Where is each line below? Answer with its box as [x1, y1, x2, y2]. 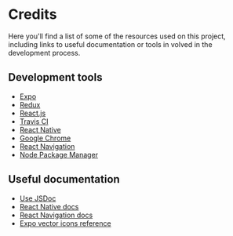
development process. [8, 48, 81, 57]
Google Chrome [19, 133, 71, 143]
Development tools [8, 71, 103, 84]
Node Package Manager [19, 150, 99, 159]
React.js [19, 108, 46, 118]
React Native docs [19, 202, 79, 211]
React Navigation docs [19, 210, 93, 220]
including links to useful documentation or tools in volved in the [8, 39, 213, 49]
